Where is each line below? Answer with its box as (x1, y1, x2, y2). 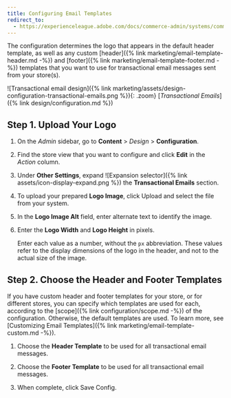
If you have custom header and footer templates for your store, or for (7, 292, 203, 300)
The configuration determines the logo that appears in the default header (7, 42, 214, 50)
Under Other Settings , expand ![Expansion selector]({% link (16, 171, 188, 180)
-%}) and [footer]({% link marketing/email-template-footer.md (38, 56, 215, 65)
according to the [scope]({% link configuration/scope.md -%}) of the (7, 307, 203, 315)
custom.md (7, 328, 39, 337)
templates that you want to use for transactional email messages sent (19, 63, 217, 72)
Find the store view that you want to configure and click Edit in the (16, 151, 206, 159)
